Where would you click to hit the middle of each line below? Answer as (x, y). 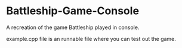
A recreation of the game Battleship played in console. (73, 27)
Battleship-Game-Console (73, 11)
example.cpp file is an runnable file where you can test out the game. (91, 39)
